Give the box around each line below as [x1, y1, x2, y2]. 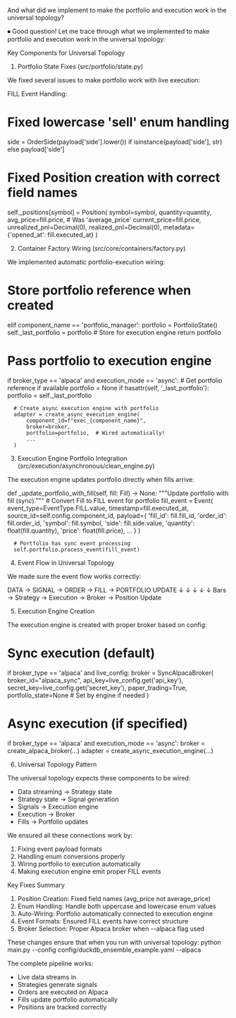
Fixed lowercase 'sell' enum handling [7, 114, 230, 130]
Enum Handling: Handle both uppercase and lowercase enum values [17, 902, 217, 910]
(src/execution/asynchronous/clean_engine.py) [17, 461, 155, 470]
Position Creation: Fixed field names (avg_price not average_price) [17, 894, 211, 902]
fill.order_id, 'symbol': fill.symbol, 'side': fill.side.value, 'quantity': [7, 519, 195, 527]
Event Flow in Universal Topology [17, 558, 115, 566]
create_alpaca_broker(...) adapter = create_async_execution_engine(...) [7, 746, 213, 755]
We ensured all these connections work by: [7, 831, 133, 839]
